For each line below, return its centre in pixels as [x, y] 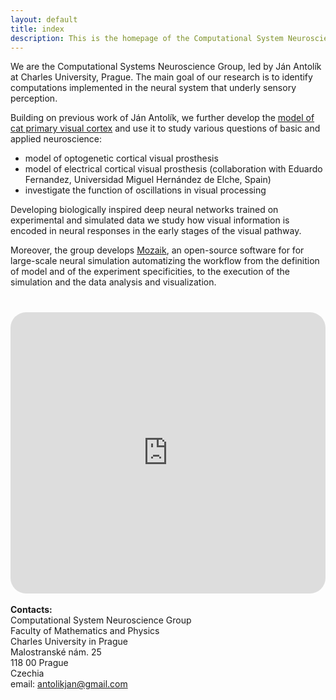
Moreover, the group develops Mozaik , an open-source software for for [157, 250]
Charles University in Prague [69, 642]
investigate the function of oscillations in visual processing [145, 190]
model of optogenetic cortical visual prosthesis [121, 158]
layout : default [44, 19]
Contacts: [31, 610]
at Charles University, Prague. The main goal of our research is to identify [161, 77]
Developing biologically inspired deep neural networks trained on [144, 210]
